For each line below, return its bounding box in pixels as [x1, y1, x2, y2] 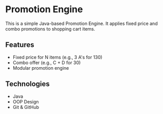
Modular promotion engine [12, 65, 69, 71]
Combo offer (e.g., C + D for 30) [12, 60, 81, 66]
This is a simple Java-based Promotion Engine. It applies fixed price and [5, 20, 158, 26]
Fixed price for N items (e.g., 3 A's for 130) [12, 54, 103, 60]
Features [5, 41, 34, 49]
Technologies [5, 80, 50, 89]
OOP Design [12, 98, 39, 105]
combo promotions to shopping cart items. [5, 25, 96, 32]
